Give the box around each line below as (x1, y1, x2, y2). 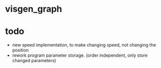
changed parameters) (12, 58, 56, 64)
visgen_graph (5, 3, 62, 15)
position (12, 47, 29, 53)
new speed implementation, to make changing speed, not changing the (12, 42, 156, 48)
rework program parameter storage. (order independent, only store (12, 52, 148, 58)
